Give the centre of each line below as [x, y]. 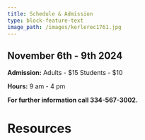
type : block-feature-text [45, 21]
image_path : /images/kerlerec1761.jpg [64, 27]
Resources [40, 129]
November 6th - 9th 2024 [65, 56]
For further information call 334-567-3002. [72, 100]
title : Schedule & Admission [50, 14]
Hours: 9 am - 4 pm [36, 86]
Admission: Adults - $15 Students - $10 [65, 73]
